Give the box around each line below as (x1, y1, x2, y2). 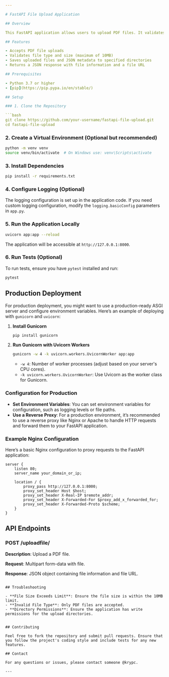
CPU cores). (20, 366, 46, 372)
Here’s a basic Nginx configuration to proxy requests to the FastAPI (5, 446, 144, 453)
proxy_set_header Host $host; (23, 488, 87, 493)
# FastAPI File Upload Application (5, 12, 80, 17)
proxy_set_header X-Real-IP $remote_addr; (23, 492, 114, 498)
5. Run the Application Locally (5, 220, 80, 228)
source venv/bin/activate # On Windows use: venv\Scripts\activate (5, 150, 152, 156)
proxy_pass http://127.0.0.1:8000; (23, 484, 98, 489)
